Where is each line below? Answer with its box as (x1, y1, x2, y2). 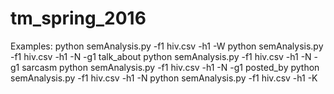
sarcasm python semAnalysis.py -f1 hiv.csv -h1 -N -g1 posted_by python (21, 61, 320, 73)
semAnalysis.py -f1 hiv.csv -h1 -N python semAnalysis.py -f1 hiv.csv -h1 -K (10, 72, 318, 84)
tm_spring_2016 (10, 7, 147, 30)
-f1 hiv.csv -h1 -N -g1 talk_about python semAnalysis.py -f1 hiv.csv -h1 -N (10, 50, 312, 62)
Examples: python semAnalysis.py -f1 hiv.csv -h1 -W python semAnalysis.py (10, 40, 324, 52)
